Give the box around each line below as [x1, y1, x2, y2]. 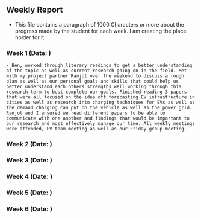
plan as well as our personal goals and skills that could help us [6, 79, 179, 85]
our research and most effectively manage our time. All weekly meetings [6, 121, 196, 127]
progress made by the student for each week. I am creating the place [14, 27, 187, 34]
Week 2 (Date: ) [6, 140, 52, 149]
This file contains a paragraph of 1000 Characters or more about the [14, 21, 185, 28]
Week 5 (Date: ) [6, 188, 52, 197]
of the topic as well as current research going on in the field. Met [6, 68, 187, 74]
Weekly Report [6, 5, 63, 15]
